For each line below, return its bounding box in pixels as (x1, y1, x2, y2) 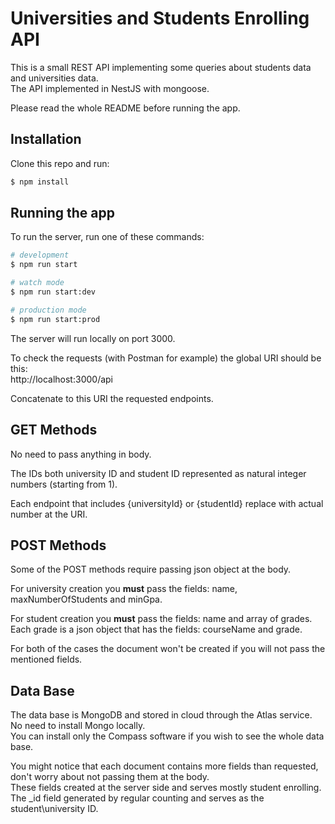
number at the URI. (10, 508, 88, 520)
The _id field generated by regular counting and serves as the (10, 792, 265, 804)
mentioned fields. (10, 653, 83, 666)
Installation (10, 131, 82, 148)
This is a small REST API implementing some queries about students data (10, 61, 312, 73)
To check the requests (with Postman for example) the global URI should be (10, 352, 322, 364)
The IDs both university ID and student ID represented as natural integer (10, 467, 307, 479)
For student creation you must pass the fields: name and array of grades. (10, 613, 313, 625)
